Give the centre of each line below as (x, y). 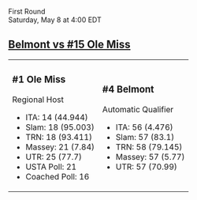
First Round (27, 11)
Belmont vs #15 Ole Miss (70, 45)
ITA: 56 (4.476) (144, 127)
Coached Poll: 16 (58, 176)
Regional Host (38, 100)
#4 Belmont (128, 89)
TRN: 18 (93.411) (59, 137)
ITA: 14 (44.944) (57, 117)
